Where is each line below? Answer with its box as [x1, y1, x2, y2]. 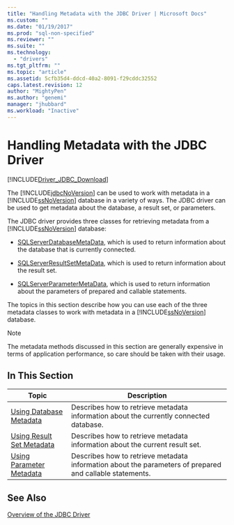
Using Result [10, 431, 52, 441]
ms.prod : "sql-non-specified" [7, 29, 95, 37]
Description [127, 391, 167, 400]
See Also [7, 492, 47, 503]
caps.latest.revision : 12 [7, 81, 82, 88]
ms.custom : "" [7, 17, 49, 24]
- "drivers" [13, 56, 49, 63]
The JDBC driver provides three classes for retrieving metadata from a [7, 217, 210, 225]
